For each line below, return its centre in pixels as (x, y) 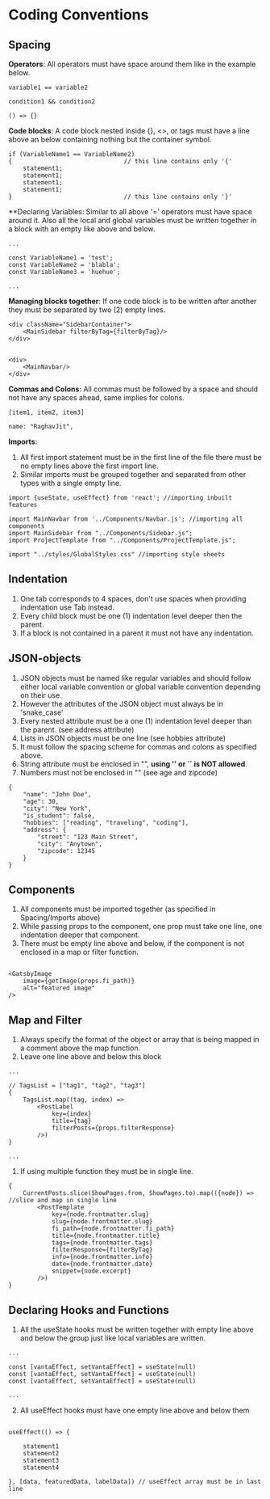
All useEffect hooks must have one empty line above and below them (135, 1410)
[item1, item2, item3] (46, 412)
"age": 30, (41, 801)
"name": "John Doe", (57, 794)
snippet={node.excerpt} (91, 1271)
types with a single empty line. (71, 483)
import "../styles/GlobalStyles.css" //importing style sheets (117, 555)
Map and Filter (46, 1020)
